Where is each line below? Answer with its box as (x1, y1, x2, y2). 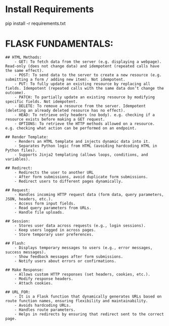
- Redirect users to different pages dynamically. (14, 179, 123, 184)
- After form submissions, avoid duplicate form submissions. (14, 174, 148, 179)
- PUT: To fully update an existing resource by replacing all (14, 81, 151, 87)
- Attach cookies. (14, 280, 53, 286)
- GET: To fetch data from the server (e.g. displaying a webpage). (14, 59, 162, 64)
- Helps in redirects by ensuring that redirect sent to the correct (14, 311, 164, 317)
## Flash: (5, 240, 26, 246)
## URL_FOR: (5, 290, 30, 295)
